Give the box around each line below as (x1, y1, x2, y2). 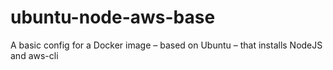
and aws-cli (10, 49, 59, 61)
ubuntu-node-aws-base (10, 6, 216, 29)
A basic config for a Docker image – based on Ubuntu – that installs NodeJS (10, 39, 323, 51)
